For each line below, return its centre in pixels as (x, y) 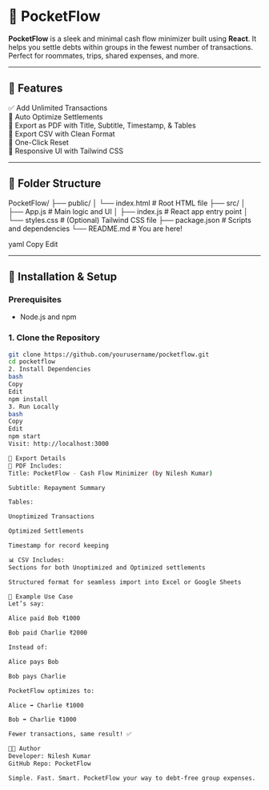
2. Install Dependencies (50, 369)
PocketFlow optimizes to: (51, 691)
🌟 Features (36, 89)
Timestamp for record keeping (59, 546)
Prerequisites (35, 299)
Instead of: (28, 648)
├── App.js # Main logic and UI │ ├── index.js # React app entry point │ (128, 211)
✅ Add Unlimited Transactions (58, 107)
